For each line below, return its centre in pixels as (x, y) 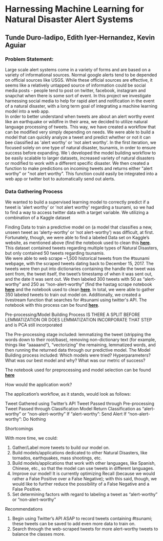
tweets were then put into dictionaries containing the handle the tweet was (80, 269)
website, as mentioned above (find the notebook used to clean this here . (78, 243)
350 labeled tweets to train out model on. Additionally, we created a (73, 295)
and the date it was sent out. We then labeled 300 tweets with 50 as (73, 279)
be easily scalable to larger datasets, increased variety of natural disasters (80, 158)
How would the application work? (39, 384)
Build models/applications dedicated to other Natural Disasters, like (80, 453)
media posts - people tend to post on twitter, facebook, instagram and (75, 90)
